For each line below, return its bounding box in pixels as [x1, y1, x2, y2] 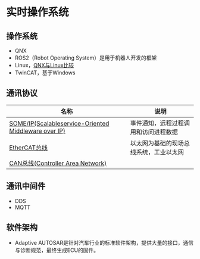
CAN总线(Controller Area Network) [9, 159, 107, 167]
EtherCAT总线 [9, 143, 48, 152]
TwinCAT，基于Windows [14, 69, 76, 76]
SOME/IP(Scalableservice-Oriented [9, 119, 110, 127]
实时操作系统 [6, 5, 70, 19]
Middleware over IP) [9, 126, 65, 135]
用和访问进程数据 [130, 127, 179, 136]
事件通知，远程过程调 [130, 118, 190, 127]
